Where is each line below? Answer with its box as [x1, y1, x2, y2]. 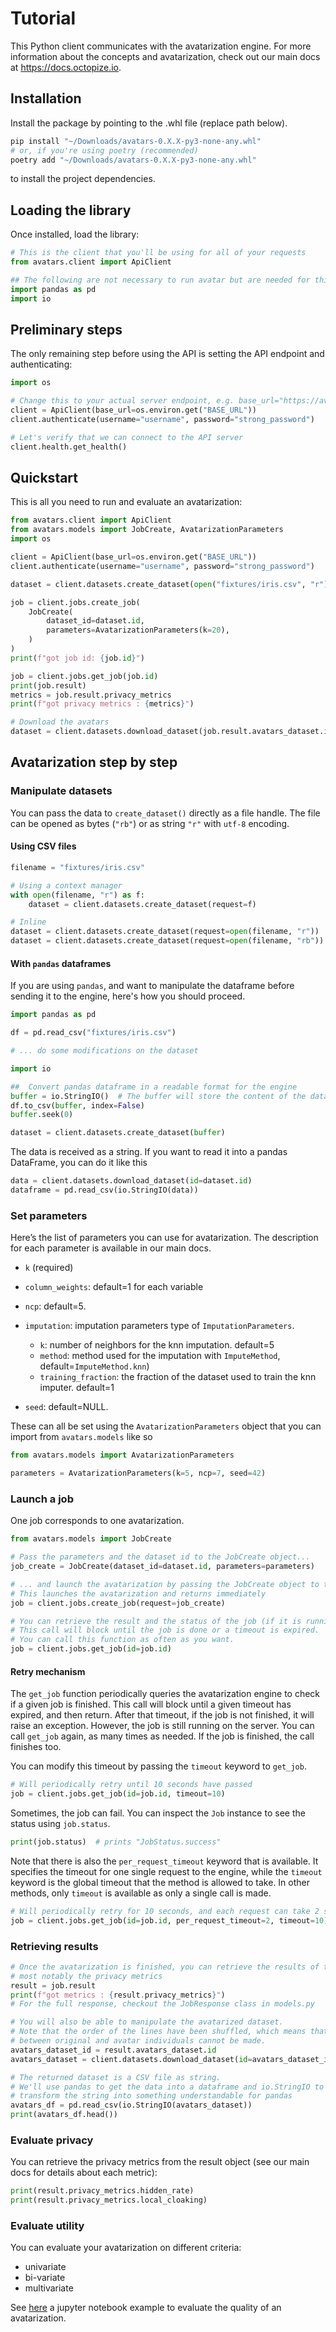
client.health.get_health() [10, 442, 128, 452]
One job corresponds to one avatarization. [10, 1515, 185, 1527]
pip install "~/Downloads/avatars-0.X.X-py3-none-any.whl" [10, 136, 262, 146]
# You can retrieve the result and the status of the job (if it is [10, 1616, 302, 1626]
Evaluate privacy [10, 2133, 94, 2147]
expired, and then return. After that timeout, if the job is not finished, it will [10, 1709, 315, 1721]
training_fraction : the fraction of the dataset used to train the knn [39, 1371, 317, 1383]
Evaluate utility [10, 2218, 85, 2232]
